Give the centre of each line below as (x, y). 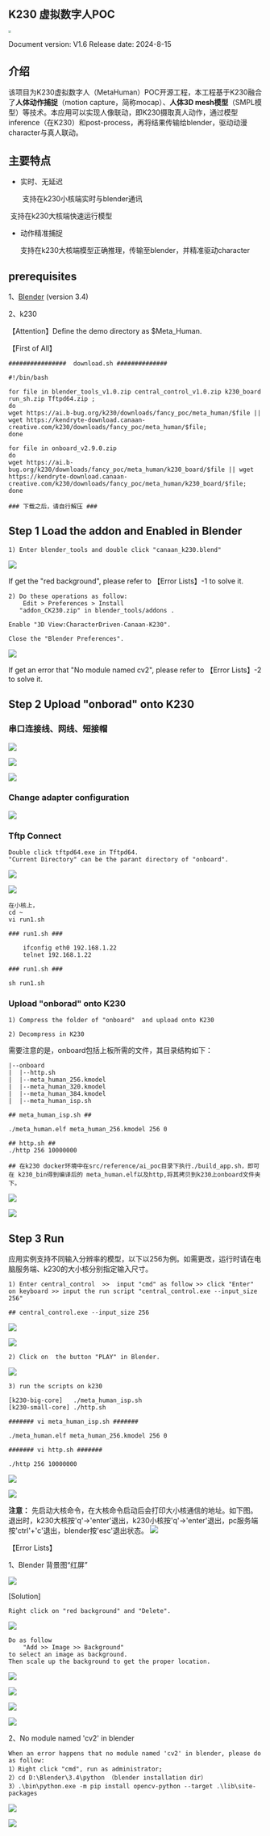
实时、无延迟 (41, 182)
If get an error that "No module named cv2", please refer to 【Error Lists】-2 (135, 670)
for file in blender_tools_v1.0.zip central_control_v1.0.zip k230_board (135, 392)
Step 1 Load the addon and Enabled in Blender (125, 531)
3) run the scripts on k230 (56, 1387)
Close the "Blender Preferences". (66, 638)
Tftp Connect (35, 836)
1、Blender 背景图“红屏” (48, 1565)
